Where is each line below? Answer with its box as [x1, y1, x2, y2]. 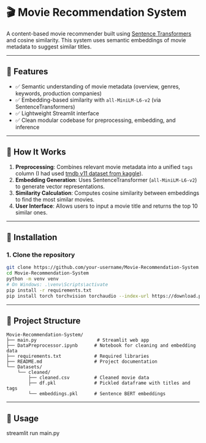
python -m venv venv [6, 276, 59, 282]
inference [15, 123, 40, 131]
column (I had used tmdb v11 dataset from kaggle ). [15, 170, 143, 177]
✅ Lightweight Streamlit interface [15, 109, 99, 117]
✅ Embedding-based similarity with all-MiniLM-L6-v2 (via [15, 96, 161, 104]
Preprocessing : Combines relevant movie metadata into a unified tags [15, 163, 193, 170]
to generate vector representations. [15, 183, 105, 190]
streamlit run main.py [6, 430, 60, 437]
